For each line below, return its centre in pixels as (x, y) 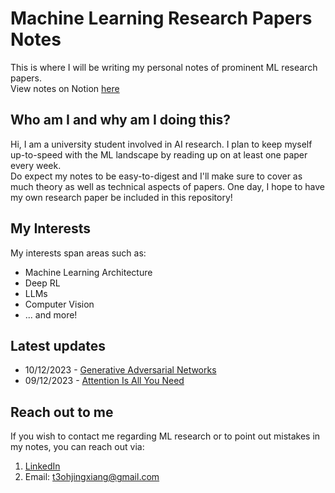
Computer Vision (59, 304)
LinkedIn (42, 466)
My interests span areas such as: (78, 253)
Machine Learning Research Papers (161, 18)
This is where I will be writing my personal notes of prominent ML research (164, 67)
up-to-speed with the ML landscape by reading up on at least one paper (159, 154)
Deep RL (42, 283)
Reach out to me (62, 412)
